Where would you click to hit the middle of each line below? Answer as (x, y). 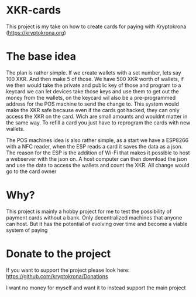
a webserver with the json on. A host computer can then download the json (97, 158)
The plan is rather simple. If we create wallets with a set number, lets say (94, 72)
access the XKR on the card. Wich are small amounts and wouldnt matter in (97, 116)
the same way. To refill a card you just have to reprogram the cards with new (98, 122)
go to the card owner (31, 171)
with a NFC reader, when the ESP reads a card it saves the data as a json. (94, 146)
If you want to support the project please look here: (68, 270)
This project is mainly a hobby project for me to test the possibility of (89, 211)
